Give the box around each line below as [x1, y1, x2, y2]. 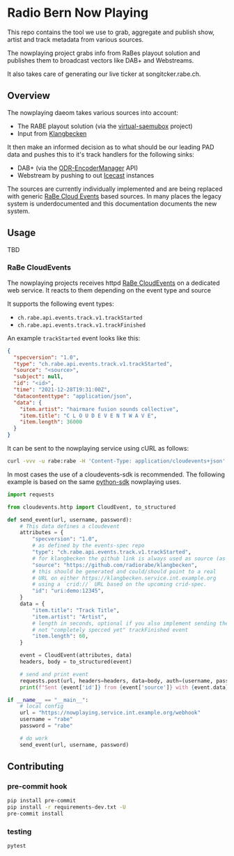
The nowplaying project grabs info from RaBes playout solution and [7, 49, 201, 57]
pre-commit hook [7, 781, 68, 791]
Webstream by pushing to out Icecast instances [17, 171, 155, 179]
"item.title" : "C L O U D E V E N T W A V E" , [19, 412, 157, 419]
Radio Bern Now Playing [7, 5, 149, 21]
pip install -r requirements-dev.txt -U [7, 804, 127, 811]
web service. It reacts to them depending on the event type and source [7, 286, 211, 294]
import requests [7, 491, 54, 498]
